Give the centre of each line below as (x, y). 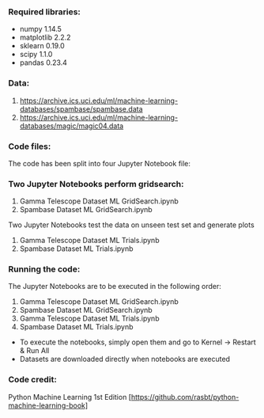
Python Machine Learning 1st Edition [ (70, 397)
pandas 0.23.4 (43, 63)
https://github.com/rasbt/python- (185, 397)
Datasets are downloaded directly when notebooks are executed (125, 359)
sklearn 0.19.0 (42, 46)
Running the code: (44, 269)
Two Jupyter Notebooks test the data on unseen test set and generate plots (131, 225)
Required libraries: (45, 12)
